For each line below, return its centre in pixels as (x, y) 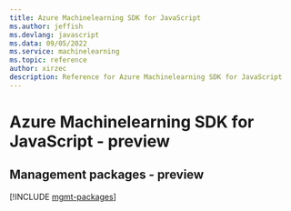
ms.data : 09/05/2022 (49, 43)
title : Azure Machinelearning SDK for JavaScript (105, 18)
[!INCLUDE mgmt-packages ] (63, 196)
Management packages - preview (107, 175)
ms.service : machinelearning (65, 52)
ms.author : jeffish (46, 26)
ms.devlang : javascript (55, 35)
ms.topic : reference (49, 60)
